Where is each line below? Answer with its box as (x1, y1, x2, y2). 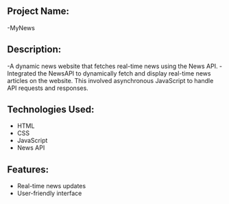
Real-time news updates (16, 182, 86, 190)
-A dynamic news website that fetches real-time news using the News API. (7, 62, 218, 70)
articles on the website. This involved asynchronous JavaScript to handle (7, 76, 214, 84)
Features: (7, 163, 49, 175)
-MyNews (7, 23, 36, 32)
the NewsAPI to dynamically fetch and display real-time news (37, 69, 211, 78)
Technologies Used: (7, 104, 95, 115)
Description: (7, 44, 62, 56)
